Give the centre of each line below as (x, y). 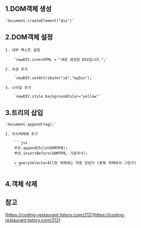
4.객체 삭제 (21, 184)
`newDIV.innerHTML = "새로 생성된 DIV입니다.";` (61, 59)
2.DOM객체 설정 (29, 37)
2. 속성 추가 (17, 69)
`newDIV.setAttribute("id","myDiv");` (54, 78)
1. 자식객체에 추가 (22, 134)
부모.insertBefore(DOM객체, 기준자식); (51, 153)
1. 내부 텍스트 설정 (23, 50)
